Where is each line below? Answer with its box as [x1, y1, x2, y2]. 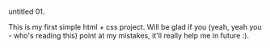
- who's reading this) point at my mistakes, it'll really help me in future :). [8, 31, 249, 40]
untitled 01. [8, 7, 45, 16]
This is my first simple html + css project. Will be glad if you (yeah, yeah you [8, 22, 262, 31]
